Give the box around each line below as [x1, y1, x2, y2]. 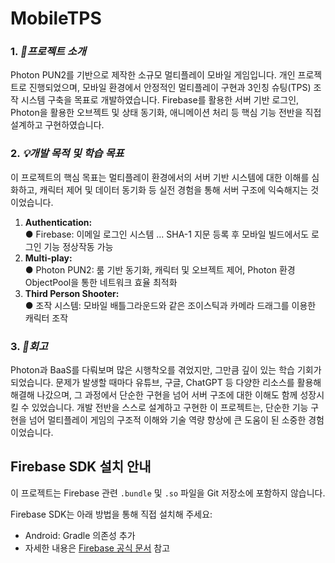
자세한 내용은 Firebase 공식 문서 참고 [24, 542, 171, 554]
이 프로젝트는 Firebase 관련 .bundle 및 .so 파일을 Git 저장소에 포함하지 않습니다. [10, 487, 326, 499]
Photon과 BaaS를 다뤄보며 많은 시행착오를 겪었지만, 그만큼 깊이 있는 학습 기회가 [10, 364, 322, 376]
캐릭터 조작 [24, 312, 69, 324]
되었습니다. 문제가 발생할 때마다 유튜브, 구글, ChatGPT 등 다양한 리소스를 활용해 [10, 377, 322, 389]
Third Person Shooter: [24, 287, 120, 299]
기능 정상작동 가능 [43, 240, 114, 252]
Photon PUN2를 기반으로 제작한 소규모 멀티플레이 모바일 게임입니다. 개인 [10, 69, 296, 81]
